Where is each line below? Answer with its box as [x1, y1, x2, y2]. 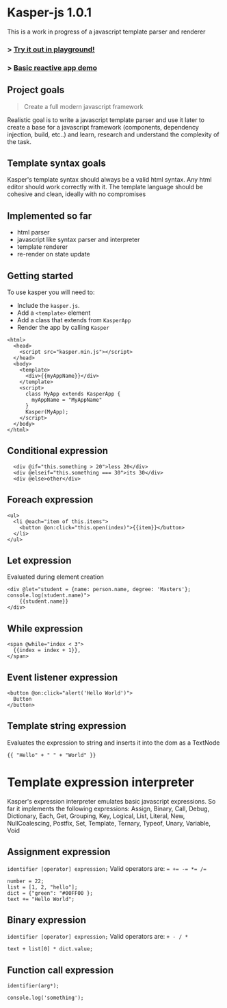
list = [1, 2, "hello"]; [7, 883, 78, 891]
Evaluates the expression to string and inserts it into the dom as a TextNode [7, 739, 220, 747]
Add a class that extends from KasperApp [16, 316, 131, 324]
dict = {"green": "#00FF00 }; [7, 889, 94, 896]
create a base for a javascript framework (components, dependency [7, 123, 200, 131]
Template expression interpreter [7, 775, 195, 790]
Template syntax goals [7, 157, 106, 169]
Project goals [7, 84, 65, 96]
